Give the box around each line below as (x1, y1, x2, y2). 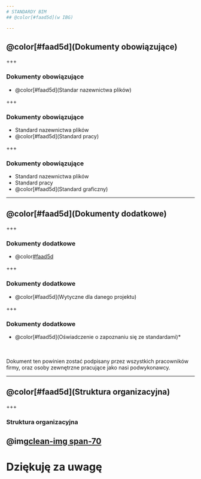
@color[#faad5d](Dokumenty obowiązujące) (6, 41, 178, 51)
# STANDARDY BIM (6, 8, 47, 15)
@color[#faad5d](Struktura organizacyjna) (6, 387, 170, 397)
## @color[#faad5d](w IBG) (6, 14, 74, 20)
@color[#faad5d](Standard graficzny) (14, 186, 108, 193)
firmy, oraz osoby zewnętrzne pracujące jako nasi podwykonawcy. (6, 363, 170, 371)
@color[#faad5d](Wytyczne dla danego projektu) (14, 293, 137, 300)
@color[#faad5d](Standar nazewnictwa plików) (14, 86, 132, 93)
